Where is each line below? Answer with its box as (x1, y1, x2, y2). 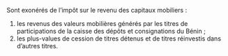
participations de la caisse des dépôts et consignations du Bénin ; (16, 27, 206, 35)
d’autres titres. (16, 42, 59, 50)
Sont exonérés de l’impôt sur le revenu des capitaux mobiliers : (6, 6, 188, 14)
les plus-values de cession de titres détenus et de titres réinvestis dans (16, 34, 221, 43)
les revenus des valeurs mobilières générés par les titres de (16, 20, 188, 27)
